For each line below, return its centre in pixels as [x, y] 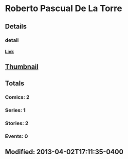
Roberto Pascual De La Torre [64, 8]
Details [16, 26]
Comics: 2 [17, 97]
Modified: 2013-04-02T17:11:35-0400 [64, 151]
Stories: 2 [17, 123]
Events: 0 [17, 136]
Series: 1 [15, 110]
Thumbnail [22, 67]
